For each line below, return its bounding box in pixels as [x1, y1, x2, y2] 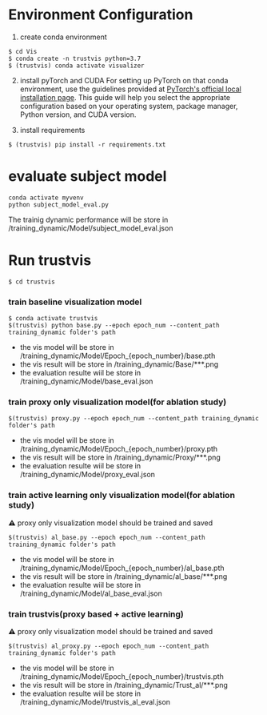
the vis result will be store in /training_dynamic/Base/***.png [19, 360, 219, 369]
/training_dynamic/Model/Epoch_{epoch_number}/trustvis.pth [19, 672, 224, 681]
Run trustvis [8, 251, 92, 270]
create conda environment [19, 32, 108, 42]
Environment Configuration [8, 6, 193, 24]
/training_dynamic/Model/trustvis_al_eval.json [19, 697, 170, 706]
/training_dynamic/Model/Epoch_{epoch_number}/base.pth [19, 351, 216, 361]
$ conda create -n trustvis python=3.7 [8, 54, 141, 62]
